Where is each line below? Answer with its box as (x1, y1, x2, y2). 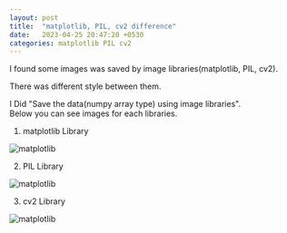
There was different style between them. (9, 81, 162, 92)
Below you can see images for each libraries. (9, 108, 178, 119)
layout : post (9, 13, 59, 23)
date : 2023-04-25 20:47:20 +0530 (9, 30, 144, 39)
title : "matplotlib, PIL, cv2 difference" (9, 22, 177, 31)
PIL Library (22, 160, 64, 172)
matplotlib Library (22, 126, 89, 137)
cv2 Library (22, 196, 66, 207)
